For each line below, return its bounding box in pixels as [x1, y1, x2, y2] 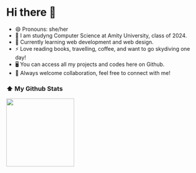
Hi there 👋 [6, 5, 56, 19]
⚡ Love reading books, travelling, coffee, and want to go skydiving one [14, 45, 191, 52]
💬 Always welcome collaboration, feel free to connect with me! [14, 69, 171, 76]
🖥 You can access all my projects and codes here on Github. [14, 60, 165, 68]
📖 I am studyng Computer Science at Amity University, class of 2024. [14, 31, 187, 39]
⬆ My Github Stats [6, 84, 63, 93]
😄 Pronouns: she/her [14, 25, 68, 33]
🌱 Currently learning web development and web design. [14, 38, 154, 45]
